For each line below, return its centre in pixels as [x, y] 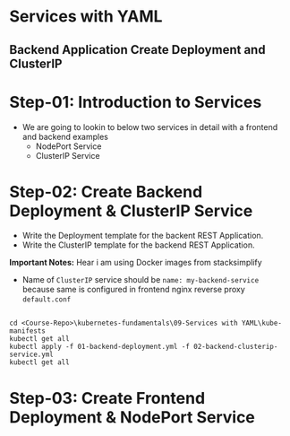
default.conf [47, 300]
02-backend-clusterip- [236, 347]
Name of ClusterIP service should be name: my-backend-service [141, 280]
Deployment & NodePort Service [132, 417]
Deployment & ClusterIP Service [131, 210]
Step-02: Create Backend [106, 192]
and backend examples [65, 136]
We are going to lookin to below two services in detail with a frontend [150, 126]
